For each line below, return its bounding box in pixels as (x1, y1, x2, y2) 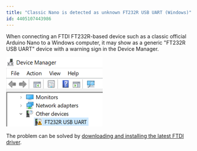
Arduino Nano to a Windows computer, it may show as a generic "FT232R (6, 39, 186, 46)
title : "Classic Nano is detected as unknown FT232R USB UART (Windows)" (6, 9, 192, 15)
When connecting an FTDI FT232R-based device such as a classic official (6, 32, 186, 40)
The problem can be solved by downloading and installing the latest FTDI (6, 132, 185, 139)
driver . (6, 139, 22, 146)
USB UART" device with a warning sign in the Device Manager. (6, 45, 159, 52)
